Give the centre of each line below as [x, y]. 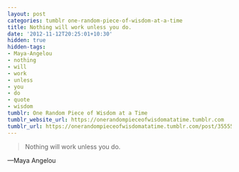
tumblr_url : [25, 126]
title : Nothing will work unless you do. [70, 27]
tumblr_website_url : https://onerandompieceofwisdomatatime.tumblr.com [116, 119]
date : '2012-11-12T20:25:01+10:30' [60, 34]
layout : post [27, 14]
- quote [19, 100]
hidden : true [27, 41]
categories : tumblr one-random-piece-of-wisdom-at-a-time [95, 21]
